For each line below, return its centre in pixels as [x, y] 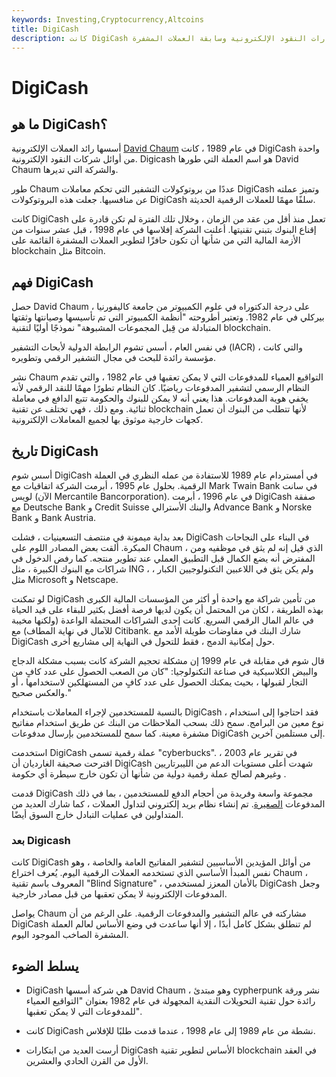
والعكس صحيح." [41, 692]
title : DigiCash [45, 29]
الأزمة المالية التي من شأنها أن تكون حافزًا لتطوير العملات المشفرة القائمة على [156, 240]
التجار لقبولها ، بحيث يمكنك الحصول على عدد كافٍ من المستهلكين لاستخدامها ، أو [159, 682]
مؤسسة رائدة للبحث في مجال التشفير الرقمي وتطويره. [114, 358]
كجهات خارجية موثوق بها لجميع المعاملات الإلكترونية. [107, 420]
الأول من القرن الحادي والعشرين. [87, 1061]
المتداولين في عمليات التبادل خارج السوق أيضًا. [97, 814]
